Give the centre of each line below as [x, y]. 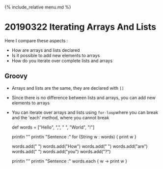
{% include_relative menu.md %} [38, 7]
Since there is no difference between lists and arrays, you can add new [83, 98]
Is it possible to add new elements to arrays [56, 55]
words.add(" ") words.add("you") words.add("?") [61, 151]
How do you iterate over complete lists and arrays [62, 61]
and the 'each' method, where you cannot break [60, 117]
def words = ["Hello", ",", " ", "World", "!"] [53, 127]
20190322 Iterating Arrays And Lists [81, 27]
